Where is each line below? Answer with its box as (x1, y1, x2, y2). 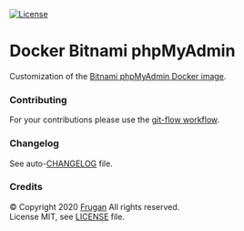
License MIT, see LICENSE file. (9, 211, 126, 222)
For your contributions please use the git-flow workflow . (9, 114, 220, 125)
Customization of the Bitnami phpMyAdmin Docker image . (9, 70, 227, 81)
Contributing (9, 93, 67, 106)
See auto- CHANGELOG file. (9, 158, 114, 169)
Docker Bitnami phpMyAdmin (9, 41, 236, 61)
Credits (9, 181, 43, 194)
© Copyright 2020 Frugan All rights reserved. (9, 201, 180, 212)
